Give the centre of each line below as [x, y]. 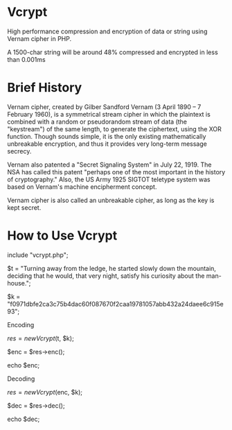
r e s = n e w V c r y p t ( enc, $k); [45, 392]
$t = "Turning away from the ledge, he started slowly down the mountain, [112, 268]
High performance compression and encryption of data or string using [107, 31]
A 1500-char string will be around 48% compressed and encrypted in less [113, 52]
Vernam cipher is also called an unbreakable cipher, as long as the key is [111, 200]
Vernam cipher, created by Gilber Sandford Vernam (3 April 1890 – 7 [104, 107]
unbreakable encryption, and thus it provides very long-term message [107, 144]
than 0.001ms [27, 59]
